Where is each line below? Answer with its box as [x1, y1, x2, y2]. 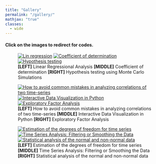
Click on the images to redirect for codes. [5, 41, 94, 48]
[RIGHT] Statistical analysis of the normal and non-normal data [18, 153, 148, 159]
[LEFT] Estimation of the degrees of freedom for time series [18, 142, 142, 148]
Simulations [18, 74, 42, 81]
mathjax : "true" [5, 17, 39, 22]
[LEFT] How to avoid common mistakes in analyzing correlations [18, 105, 151, 112]
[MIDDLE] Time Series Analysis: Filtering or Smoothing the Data [18, 147, 150, 154]
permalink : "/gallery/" [5, 12, 55, 17]
